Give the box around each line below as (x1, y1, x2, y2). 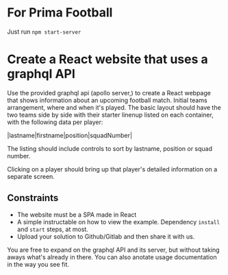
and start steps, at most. (16, 225, 89, 233)
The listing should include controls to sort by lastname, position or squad (7, 144, 213, 152)
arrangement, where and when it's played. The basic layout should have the (7, 103, 221, 111)
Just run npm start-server (7, 27, 81, 36)
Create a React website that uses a (7, 51, 208, 67)
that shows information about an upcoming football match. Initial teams (7, 96, 207, 104)
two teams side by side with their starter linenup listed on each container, (7, 110, 214, 119)
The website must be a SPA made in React (16, 211, 137, 219)
